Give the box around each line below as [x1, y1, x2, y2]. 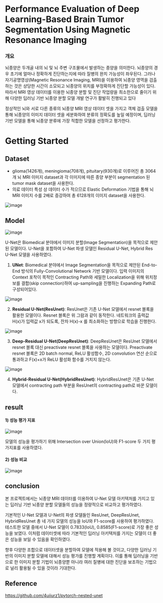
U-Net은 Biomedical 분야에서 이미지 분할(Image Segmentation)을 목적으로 [5, 240, 149, 245]
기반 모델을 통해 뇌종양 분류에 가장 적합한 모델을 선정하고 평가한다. [5, 118, 131, 124]
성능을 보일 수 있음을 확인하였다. [10, 536, 72, 542]
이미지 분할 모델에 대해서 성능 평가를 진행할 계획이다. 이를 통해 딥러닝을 [14, 553, 149, 559]
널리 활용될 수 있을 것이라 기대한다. [10, 565, 76, 571]
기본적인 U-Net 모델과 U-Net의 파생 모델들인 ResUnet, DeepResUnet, [5, 512, 140, 518]
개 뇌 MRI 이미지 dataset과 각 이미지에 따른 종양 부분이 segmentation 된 [12, 174, 150, 180]
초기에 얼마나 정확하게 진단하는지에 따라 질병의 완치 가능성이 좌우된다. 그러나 [10, 71, 156, 77]
